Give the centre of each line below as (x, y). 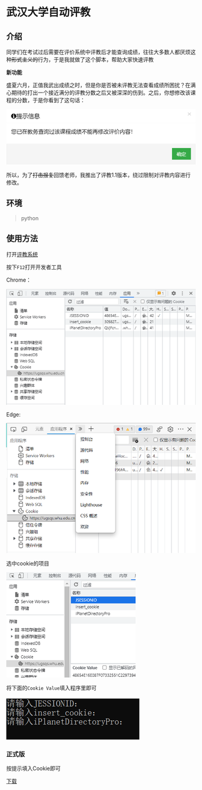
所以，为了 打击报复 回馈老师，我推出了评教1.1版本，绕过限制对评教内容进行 (99, 174)
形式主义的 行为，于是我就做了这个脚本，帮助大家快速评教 (83, 60)
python (30, 218)
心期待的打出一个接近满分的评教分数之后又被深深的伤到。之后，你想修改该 (98, 93)
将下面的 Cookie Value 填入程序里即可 (51, 688)
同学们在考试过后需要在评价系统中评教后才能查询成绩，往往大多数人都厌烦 (98, 52)
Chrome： (19, 280)
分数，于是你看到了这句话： (51, 100)
